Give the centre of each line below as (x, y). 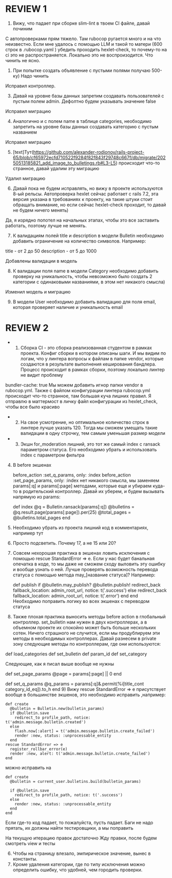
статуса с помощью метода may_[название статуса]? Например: (84, 575)
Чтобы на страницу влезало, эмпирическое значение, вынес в (82, 853)
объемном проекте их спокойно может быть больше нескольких (84, 627)
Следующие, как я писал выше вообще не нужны (60, 664)
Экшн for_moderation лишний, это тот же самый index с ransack (90, 444)
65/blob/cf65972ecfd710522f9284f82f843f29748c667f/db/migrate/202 (89, 157)
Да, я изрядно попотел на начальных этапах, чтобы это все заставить (82, 220)
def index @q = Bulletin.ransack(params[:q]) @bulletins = (74, 506)
